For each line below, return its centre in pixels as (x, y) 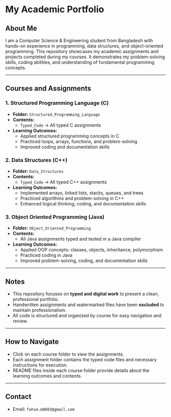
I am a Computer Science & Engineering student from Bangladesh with (79, 40)
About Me (21, 28)
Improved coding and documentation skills (65, 147)
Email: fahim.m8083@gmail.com (44, 409)
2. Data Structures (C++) (36, 160)
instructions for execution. (40, 365)
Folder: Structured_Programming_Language (56, 114)
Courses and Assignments (48, 89)
